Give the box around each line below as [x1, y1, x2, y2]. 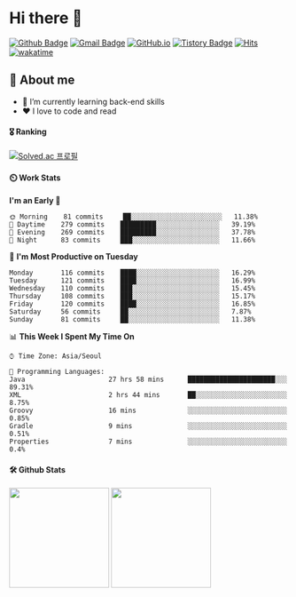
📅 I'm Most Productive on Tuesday [9, 251, 139, 262]
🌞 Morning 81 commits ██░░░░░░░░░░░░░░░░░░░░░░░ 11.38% [9, 212, 259, 221]
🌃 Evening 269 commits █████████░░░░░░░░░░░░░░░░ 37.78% [9, 228, 255, 237]
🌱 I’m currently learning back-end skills [21, 96, 166, 107]
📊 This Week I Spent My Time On [9, 331, 135, 342]
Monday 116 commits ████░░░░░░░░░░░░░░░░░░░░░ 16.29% [9, 268, 255, 278]
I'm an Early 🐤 [9, 195, 61, 206]
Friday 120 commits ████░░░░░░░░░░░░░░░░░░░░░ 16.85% [9, 299, 255, 309]
